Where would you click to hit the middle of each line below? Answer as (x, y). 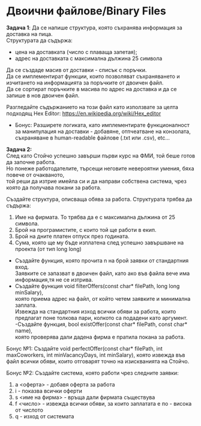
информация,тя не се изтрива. (54, 279)
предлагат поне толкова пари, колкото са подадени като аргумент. (101, 318)
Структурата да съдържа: (40, 40)
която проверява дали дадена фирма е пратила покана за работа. (100, 337)
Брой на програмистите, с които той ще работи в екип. (86, 229)
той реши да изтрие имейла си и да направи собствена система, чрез (97, 181)
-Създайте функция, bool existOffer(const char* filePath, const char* (101, 324)
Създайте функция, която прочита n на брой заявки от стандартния (102, 260)
